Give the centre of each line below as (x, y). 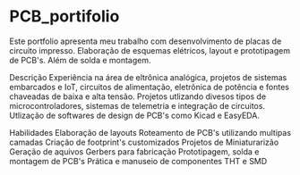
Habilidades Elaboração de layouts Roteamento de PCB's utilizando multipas (150, 132)
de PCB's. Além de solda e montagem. (80, 60)
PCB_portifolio (64, 17)
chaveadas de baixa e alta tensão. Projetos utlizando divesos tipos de (138, 96)
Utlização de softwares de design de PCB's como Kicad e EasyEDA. (134, 115)
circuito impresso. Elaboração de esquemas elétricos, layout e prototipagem (150, 50)
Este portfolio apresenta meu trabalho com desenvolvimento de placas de (146, 41)
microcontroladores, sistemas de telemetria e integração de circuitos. (137, 105)
